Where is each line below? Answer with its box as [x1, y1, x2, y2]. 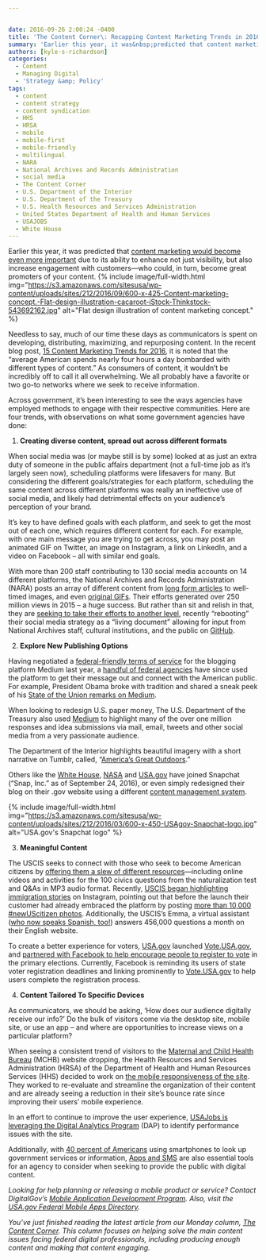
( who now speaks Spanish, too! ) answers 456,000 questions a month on [8, 918, 245, 927]
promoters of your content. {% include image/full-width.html [8, 272, 206, 282]
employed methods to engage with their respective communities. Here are [8, 404, 251, 414]
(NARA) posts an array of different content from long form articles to [8, 584, 231, 593]
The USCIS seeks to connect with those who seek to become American [8, 858, 241, 868]
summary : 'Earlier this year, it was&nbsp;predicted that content [8, 40, 232, 48]
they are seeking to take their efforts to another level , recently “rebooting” [8, 609, 249, 618]
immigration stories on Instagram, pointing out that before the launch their [8, 892, 249, 902]
